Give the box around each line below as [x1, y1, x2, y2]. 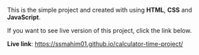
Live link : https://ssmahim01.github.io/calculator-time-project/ [7, 40, 184, 47]
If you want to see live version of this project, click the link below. [7, 27, 192, 34]
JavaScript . [7, 13, 41, 21]
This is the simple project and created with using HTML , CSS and [7, 6, 193, 14]
